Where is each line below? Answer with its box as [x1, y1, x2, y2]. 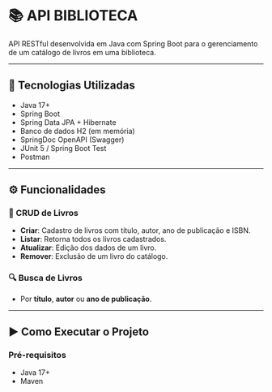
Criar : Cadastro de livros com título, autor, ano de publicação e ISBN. [19, 226, 251, 235]
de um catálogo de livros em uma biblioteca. [8, 47, 156, 57]
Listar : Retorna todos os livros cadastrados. [19, 235, 167, 244]
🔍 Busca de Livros [8, 273, 83, 284]
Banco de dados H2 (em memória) [19, 126, 135, 136]
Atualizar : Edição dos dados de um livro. [19, 243, 157, 252]
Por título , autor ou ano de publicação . [19, 294, 152, 304]
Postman [19, 152, 50, 162]
